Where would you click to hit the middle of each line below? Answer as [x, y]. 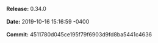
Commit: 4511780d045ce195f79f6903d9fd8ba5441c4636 [79, 35]
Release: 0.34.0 [27, 9]
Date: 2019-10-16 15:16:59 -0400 [48, 21]
